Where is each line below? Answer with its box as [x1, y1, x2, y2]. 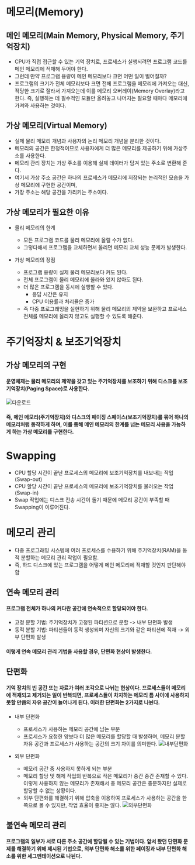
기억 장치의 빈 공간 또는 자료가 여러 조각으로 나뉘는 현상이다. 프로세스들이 [6, 684, 170, 691]
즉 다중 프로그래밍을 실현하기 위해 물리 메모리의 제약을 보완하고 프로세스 [23, 305, 187, 312]
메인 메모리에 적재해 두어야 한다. [14, 66, 88, 72]
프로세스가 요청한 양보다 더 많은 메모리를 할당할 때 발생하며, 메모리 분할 [23, 733, 186, 740]
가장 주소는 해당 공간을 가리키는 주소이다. [14, 188, 109, 195]
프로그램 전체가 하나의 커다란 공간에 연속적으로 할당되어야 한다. [6, 605, 148, 612]
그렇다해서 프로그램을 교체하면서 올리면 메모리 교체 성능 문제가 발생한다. [23, 243, 187, 250]
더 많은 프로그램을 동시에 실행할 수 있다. [23, 283, 114, 290]
